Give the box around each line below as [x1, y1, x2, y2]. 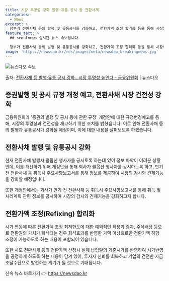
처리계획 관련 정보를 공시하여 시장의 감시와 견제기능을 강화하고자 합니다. [5, 193, 146, 199]
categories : [5, 12, 30, 17]
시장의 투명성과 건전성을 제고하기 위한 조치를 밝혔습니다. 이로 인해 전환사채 [12, 120, 158, 126]
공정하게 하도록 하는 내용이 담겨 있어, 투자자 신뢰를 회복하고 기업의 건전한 [10, 253, 154, 259]
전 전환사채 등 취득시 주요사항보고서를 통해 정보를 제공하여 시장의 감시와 [5, 170, 146, 176]
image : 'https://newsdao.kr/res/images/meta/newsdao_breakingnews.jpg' [5, 49, 158, 54]
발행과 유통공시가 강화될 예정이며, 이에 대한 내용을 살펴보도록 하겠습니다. [10, 127, 153, 133]
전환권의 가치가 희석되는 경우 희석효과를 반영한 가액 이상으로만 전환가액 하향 [10, 230, 160, 236]
